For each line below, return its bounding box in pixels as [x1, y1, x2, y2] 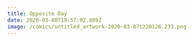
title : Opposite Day [7, 10, 68, 17]
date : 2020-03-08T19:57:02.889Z [7, 17, 102, 24]
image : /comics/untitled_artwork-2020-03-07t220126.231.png [7, 23, 187, 30]
